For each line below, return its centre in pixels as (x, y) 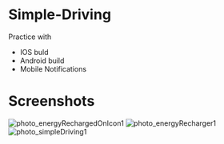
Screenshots (52, 101)
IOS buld (34, 52)
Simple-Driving (60, 15)
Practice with (30, 37)
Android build (42, 60)
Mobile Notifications (53, 68)
